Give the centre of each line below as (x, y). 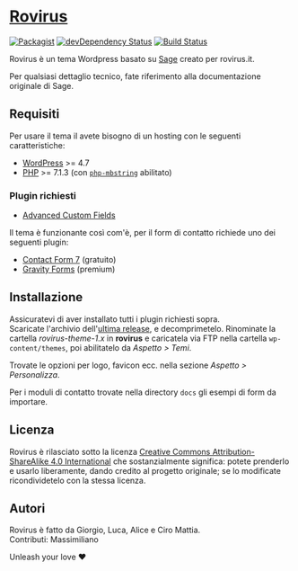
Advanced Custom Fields (69, 215)
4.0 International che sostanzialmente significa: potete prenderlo (170, 461)
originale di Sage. (42, 85)
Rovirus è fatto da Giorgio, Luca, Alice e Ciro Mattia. (105, 530)
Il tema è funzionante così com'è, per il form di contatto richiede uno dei (143, 233)
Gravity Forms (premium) (69, 269)
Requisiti (35, 114)
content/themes (38, 348)
